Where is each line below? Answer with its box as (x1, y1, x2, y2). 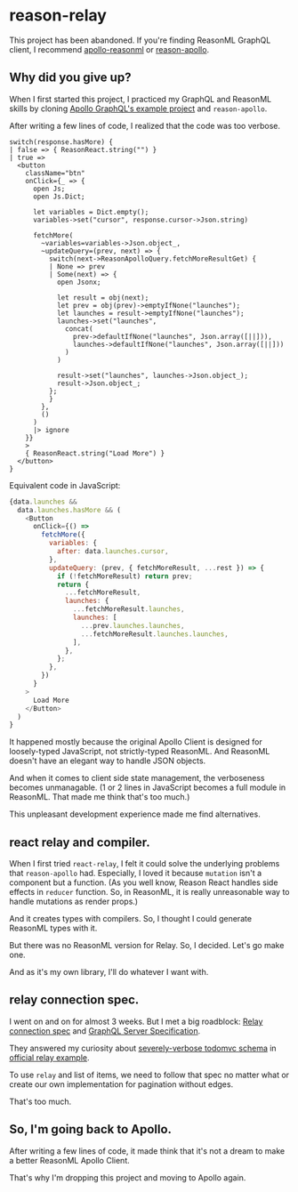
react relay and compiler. (9, 834, 150, 850)
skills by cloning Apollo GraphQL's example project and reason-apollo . (9, 103, 268, 114)
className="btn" (25, 168, 86, 178)
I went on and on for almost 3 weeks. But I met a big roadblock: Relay (9, 1016, 263, 1027)
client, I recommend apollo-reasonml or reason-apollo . (9, 44, 210, 54)
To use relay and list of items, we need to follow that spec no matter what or (9, 1069, 290, 1080)
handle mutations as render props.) (9, 896, 139, 907)
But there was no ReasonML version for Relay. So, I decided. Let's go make (9, 940, 285, 951)
